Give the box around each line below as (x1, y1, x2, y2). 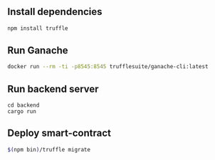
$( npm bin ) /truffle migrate (7, 146, 91, 153)
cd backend (7, 102, 40, 109)
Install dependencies (7, 6, 103, 18)
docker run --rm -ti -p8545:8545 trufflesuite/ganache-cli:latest (7, 63, 209, 70)
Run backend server (7, 82, 99, 95)
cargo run (7, 107, 37, 115)
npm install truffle (7, 24, 69, 32)
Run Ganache (7, 44, 69, 56)
